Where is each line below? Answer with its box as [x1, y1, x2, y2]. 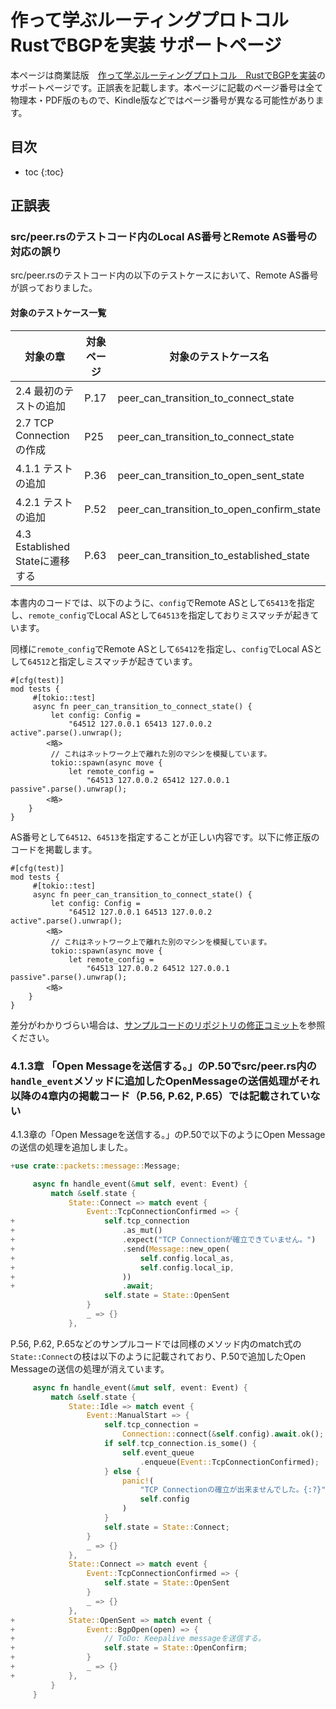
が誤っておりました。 [10, 282, 98, 294]
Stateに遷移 [15, 554, 70, 568]
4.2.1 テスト [15, 495, 74, 509]
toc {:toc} [24, 166, 65, 178]
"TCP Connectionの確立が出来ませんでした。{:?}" [139, 1485, 327, 1495]
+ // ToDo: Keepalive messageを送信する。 [10, 1634, 266, 1644]
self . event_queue [121, 1447, 195, 1458]
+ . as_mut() [10, 1226, 163, 1236]
